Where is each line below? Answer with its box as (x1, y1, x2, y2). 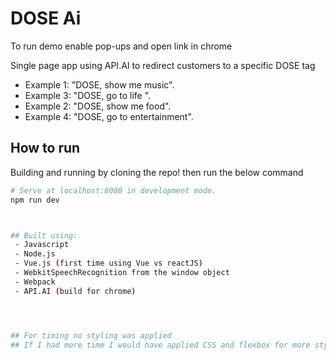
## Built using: (10, 230, 78, 241)
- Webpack (14, 277, 56, 287)
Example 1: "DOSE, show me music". (24, 78, 175, 91)
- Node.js (14, 249, 56, 259)
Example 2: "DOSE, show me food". (24, 100, 172, 112)
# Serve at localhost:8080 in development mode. (10, 185, 217, 196)
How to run (10, 140, 81, 157)
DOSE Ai (10, 7, 82, 30)
